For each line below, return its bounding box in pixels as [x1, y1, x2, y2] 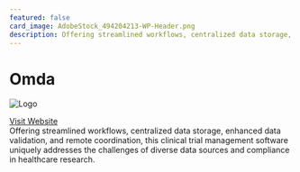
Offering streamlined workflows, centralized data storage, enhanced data [9, 125, 281, 136]
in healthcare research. [9, 154, 95, 165]
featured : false [9, 13, 70, 23]
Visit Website [9, 116, 59, 127]
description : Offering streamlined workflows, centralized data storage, [9, 30, 293, 39]
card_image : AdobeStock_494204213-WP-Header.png [9, 22, 195, 31]
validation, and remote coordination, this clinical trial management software [9, 135, 288, 146]
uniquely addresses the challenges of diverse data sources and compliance [9, 145, 290, 156]
